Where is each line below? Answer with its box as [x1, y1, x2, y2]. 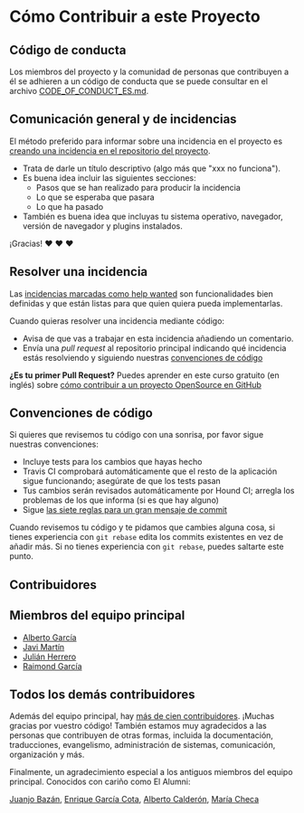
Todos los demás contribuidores [9, 687, 196, 703]
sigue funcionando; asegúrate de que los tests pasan [22, 476, 222, 487]
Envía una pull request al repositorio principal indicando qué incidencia [22, 342, 287, 354]
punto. [9, 551, 33, 562]
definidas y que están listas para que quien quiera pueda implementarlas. [9, 298, 283, 308]
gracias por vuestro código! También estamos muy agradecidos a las [9, 721, 267, 732]
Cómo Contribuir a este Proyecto [9, 6, 261, 27]
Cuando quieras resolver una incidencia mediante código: [9, 315, 224, 326]
